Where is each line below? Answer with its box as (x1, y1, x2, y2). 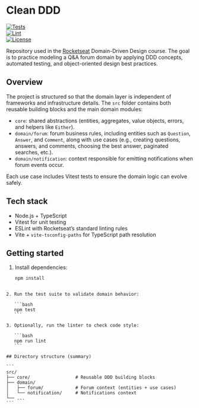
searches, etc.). (14, 148, 53, 156)
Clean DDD (6, 4, 61, 17)
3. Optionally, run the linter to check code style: (6, 322, 140, 328)
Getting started (6, 248, 64, 258)
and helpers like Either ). (14, 123, 75, 131)
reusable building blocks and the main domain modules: (6, 105, 143, 113)
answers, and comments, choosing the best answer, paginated (14, 142, 169, 149)
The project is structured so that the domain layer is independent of (6, 93, 172, 100)
